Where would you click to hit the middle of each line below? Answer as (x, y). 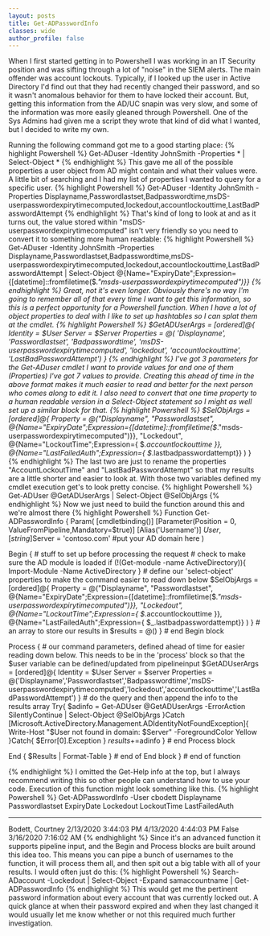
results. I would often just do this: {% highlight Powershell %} (110, 872)
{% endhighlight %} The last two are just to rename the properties (117, 462)
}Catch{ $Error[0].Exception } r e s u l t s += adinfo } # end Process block (122, 740)
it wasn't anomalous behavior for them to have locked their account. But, (129, 95)
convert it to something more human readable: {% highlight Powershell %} (131, 239)
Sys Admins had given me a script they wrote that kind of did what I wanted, (135, 121)
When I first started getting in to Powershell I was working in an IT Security (132, 61)
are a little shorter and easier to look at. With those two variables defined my (135, 479)
